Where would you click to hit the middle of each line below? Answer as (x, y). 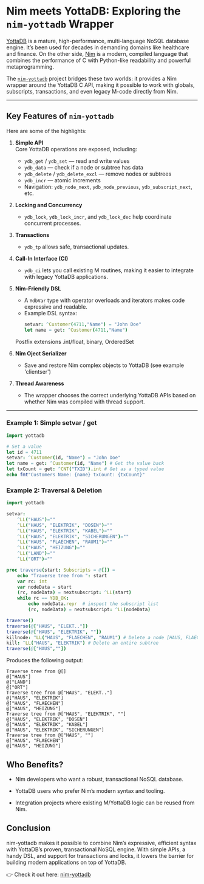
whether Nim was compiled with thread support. (84, 402)
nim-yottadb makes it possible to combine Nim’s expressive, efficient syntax (101, 843)
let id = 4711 (24, 452)
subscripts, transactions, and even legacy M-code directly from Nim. (92, 91)
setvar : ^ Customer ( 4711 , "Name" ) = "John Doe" (83, 324)
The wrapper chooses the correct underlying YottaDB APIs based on (110, 395)
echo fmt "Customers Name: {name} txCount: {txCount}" (76, 475)
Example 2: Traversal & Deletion (54, 490)
